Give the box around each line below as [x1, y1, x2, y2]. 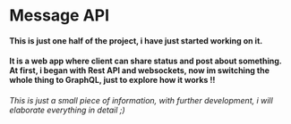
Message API [9, 5, 110, 26]
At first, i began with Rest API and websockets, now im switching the [9, 65, 270, 76]
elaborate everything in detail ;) [9, 104, 125, 115]
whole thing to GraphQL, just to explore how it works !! [9, 75, 216, 86]
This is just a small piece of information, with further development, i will [9, 95, 273, 105]
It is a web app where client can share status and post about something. [9, 55, 282, 67]
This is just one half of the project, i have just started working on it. [9, 35, 263, 45]
